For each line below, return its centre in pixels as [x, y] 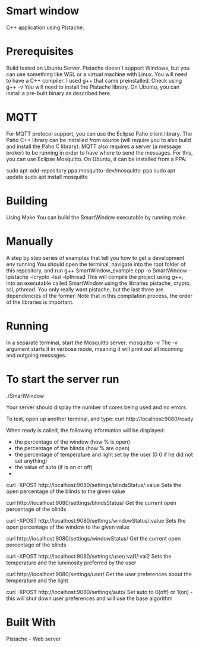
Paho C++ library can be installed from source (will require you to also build [99, 140]
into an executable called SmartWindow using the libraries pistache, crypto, [99, 283]
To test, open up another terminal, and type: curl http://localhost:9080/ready [100, 419]
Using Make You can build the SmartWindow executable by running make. [97, 217]
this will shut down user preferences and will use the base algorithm [89, 598]
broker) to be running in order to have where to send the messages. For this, [99, 152]
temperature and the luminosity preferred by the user [71, 563]
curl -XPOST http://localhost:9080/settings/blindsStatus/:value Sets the [94, 485]
